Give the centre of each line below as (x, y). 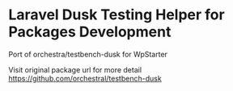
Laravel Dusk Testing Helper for (116, 15)
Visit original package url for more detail (75, 69)
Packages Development (90, 32)
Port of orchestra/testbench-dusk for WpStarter (88, 54)
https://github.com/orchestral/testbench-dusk (85, 78)
